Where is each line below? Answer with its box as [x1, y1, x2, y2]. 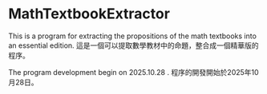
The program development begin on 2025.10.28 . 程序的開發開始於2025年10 [8, 67, 259, 76]
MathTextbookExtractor [8, 5, 171, 23]
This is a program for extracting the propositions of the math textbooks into [8, 31, 257, 41]
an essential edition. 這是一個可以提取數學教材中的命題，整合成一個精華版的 [8, 41, 259, 50]
